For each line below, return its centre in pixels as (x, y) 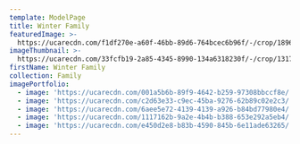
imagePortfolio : (39, 84)
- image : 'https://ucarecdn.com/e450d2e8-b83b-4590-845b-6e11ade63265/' (155, 126)
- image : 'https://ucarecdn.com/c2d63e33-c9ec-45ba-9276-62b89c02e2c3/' (155, 101)
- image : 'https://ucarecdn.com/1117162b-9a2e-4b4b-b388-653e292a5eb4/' (155, 117)
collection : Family (46, 76)
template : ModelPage (48, 17)
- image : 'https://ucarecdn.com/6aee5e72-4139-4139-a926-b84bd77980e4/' (155, 109)
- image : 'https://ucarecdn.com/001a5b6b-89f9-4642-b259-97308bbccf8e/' (155, 92)
